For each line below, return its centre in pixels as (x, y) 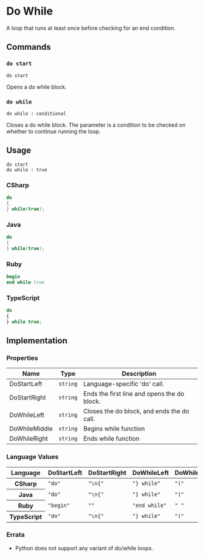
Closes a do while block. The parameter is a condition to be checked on (96, 125)
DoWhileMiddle (31, 429)
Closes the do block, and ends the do (136, 412)
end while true (25, 282)
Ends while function (111, 439)
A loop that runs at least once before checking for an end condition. (91, 28)
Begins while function (114, 429)
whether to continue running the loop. (54, 131)
